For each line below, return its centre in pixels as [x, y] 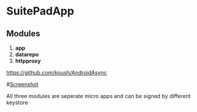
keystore [17, 102]
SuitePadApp [40, 11]
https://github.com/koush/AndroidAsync [57, 73]
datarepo [27, 54]
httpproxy [28, 61]
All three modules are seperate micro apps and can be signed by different [98, 96]
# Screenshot [22, 84]
